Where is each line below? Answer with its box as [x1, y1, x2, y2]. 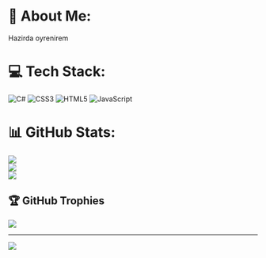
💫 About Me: [8, 7, 92, 25]
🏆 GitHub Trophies [8, 194, 105, 208]
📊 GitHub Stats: [8, 123, 116, 142]
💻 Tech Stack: [8, 63, 106, 81]
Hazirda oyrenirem [8, 33, 69, 43]
